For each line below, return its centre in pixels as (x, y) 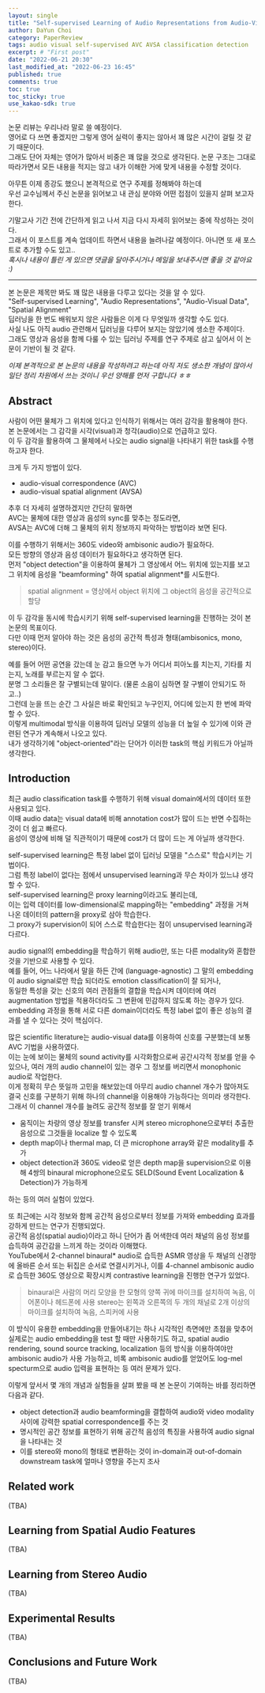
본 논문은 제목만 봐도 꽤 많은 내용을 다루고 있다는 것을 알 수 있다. (107, 293)
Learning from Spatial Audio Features (102, 1530)
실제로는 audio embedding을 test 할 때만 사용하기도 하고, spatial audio (119, 1339)
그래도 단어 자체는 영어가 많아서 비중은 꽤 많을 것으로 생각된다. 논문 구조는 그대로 (132, 157)
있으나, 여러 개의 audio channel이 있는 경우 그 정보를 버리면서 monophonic (125, 1066)
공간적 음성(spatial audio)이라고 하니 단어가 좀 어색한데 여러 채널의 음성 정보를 (129, 1236)
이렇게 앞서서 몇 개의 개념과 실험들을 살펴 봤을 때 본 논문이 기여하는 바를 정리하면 (132, 1384)
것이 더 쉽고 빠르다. (37, 828)
